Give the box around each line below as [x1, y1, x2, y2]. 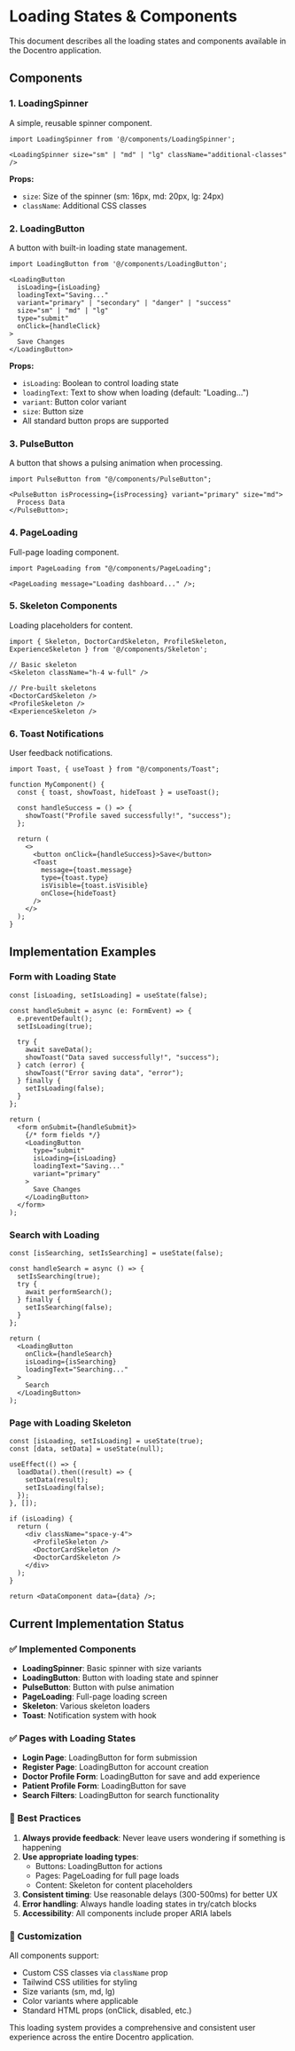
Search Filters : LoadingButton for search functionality [21, 1790, 220, 1801]
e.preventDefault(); [17, 1014, 93, 1023]
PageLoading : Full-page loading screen [21, 1692, 168, 1702]
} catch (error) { [17, 1060, 86, 1070]
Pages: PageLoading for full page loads [35, 1870, 180, 1881]
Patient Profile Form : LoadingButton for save [21, 1780, 187, 1791]
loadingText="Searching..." [25, 1365, 128, 1374]
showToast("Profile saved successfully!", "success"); [25, 812, 232, 821]
